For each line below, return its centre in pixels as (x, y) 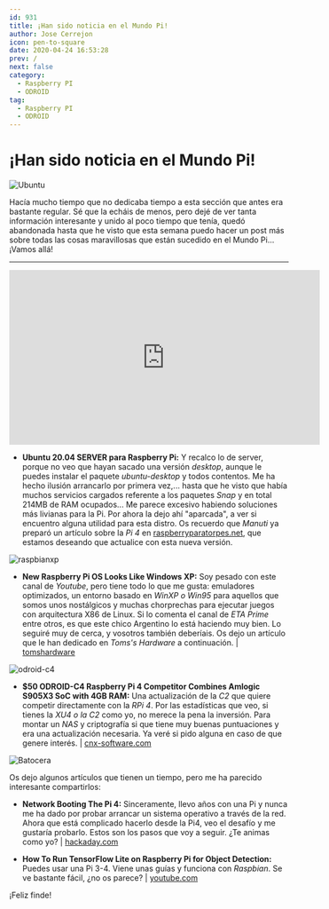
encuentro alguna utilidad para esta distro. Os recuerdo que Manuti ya (150, 524)
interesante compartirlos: (55, 787)
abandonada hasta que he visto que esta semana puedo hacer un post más (147, 231)
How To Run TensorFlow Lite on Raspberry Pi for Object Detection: (147, 859)
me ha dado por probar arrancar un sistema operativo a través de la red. (154, 814)
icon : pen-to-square (47, 42)
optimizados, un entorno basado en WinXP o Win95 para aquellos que (150, 596)
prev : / (23, 59)
